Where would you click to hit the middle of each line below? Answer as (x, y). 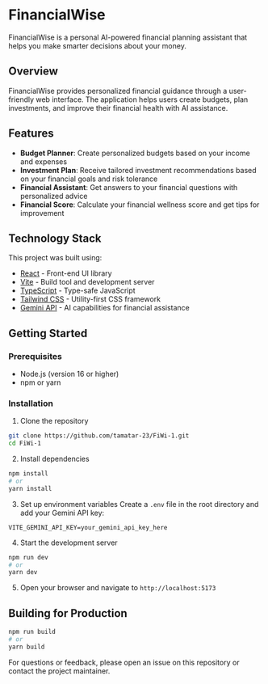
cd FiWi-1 (25, 443)
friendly (21, 99)
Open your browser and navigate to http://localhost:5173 (118, 588)
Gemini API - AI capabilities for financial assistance (105, 308)
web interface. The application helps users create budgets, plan (142, 99)
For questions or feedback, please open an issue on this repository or (124, 662)
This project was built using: (55, 258)
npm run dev (28, 557)
